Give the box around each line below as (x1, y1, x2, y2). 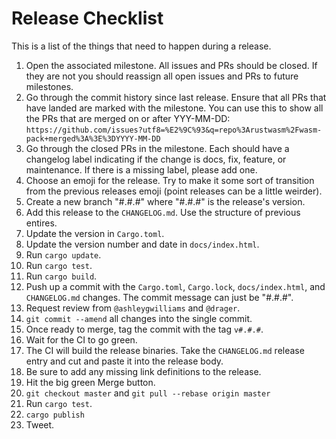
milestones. (25, 80, 74, 92)
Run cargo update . (25, 248, 102, 261)
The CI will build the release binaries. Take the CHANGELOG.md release (25, 344, 305, 356)
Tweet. (25, 418, 55, 431)
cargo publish (25, 410, 85, 420)
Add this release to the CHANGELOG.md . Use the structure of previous (25, 206, 301, 218)
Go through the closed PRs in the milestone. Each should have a (25, 142, 290, 154)
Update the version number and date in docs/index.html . (25, 238, 260, 250)
